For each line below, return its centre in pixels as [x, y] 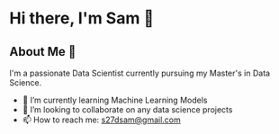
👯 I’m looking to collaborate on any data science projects [127, 110]
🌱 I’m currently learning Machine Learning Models [115, 100]
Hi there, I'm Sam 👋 [82, 18]
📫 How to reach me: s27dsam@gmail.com [102, 120]
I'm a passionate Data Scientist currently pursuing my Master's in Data [140, 73]
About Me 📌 [43, 52]
